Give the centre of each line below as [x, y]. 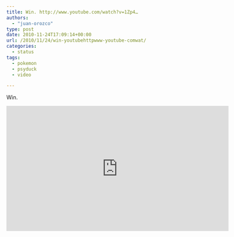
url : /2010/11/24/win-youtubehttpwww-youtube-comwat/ [77, 40]
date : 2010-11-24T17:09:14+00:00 [49, 35]
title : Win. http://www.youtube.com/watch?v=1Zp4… [72, 12]
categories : [21, 47]
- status [23, 52]
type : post [20, 29]
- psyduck [24, 69]
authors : [17, 18]
